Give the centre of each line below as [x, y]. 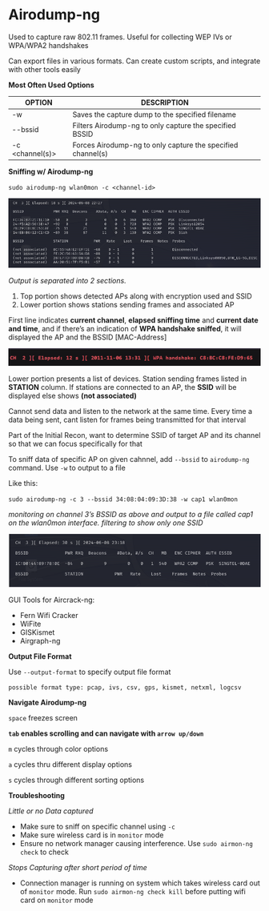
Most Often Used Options [51, 85]
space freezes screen [43, 718]
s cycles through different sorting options [76, 780]
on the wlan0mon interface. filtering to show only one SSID [106, 523]
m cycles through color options [58, 749]
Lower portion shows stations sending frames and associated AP [127, 305]
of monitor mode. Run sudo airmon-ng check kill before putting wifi [132, 892]
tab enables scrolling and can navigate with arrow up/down [106, 733]
